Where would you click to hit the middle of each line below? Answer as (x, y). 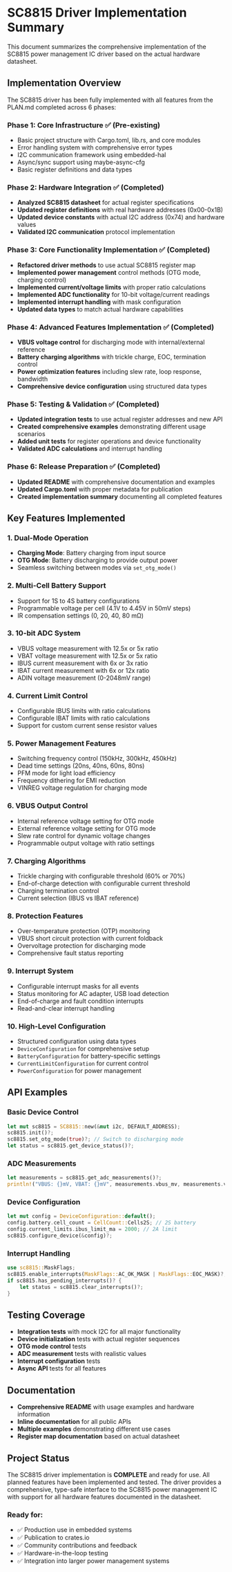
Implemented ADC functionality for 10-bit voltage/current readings (113, 294)
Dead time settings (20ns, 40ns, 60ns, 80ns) (81, 766)
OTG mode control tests (51, 1346)
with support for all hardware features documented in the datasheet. (104, 1497)
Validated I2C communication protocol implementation (96, 232)
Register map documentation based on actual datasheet (98, 1436)
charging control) (42, 280)
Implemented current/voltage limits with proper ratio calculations (111, 287)
